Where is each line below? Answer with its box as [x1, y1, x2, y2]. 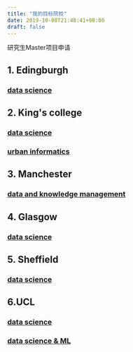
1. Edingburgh [7, 64, 69, 76]
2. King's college [7, 107, 83, 119]
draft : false [7, 23, 45, 30]
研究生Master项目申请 [7, 43, 71, 52]
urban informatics [7, 147, 70, 156]
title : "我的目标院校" [7, 10, 67, 18]
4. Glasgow [7, 211, 57, 223]
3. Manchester [7, 168, 72, 180]
